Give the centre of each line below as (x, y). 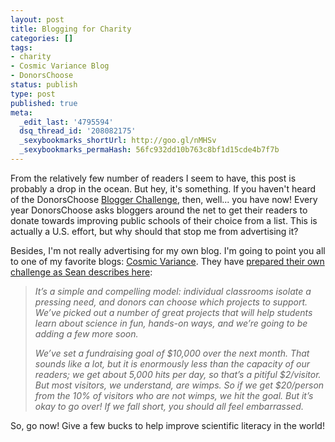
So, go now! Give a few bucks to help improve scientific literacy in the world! (167, 425)
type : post (33, 94)
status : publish (44, 85)
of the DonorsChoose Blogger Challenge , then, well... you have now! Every (164, 199)
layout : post (37, 19)
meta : (21, 112)
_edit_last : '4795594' (66, 122)
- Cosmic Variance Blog (60, 66)
